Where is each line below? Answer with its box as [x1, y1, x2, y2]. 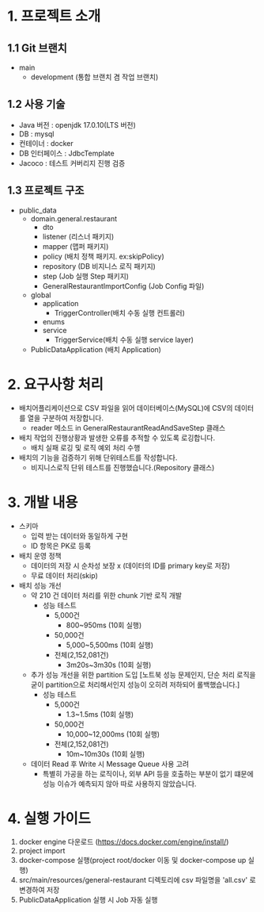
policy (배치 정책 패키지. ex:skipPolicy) [42, 251, 165, 261]
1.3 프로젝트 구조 [7, 184, 85, 197]
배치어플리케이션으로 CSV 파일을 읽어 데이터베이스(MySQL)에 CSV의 [18, 403, 233, 412]
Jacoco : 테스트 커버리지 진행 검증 [18, 158, 126, 167]
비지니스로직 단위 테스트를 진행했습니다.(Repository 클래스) [30, 462, 215, 472]
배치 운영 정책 [18, 550, 62, 560]
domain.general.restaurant [30, 213, 118, 223]
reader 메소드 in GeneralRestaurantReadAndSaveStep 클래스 [30, 423, 226, 432]
